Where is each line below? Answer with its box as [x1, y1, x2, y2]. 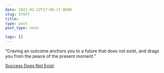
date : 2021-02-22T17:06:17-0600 [5, 7, 72, 12]
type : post [5, 21, 28, 26]
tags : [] [5, 35, 23, 39]
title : [5, 16, 19, 21]
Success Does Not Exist [5, 63, 55, 69]
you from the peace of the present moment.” [5, 53, 96, 59]
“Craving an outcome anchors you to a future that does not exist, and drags [5, 48, 160, 54]
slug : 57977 [5, 12, 30, 17]
